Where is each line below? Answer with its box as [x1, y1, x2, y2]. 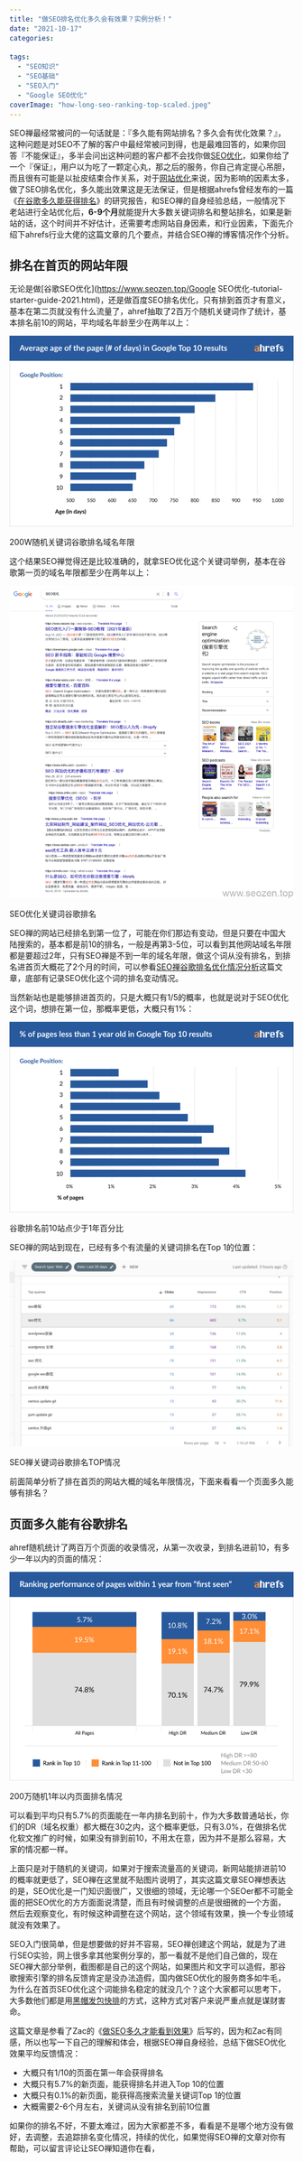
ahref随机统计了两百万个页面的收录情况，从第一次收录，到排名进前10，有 [9, 1542, 282, 1553]
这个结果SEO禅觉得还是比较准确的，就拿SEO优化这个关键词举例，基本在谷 [9, 555, 287, 566]
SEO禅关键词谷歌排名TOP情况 [9, 1457, 121, 1468]
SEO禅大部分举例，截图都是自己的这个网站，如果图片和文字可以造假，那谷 [9, 1961, 287, 1972]
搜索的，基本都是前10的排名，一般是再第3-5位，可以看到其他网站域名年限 [16, 939, 291, 950]
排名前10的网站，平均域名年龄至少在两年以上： [16, 317, 192, 329]
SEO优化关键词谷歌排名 [9, 908, 97, 920]
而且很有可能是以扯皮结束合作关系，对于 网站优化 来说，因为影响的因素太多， [9, 172, 294, 183]
